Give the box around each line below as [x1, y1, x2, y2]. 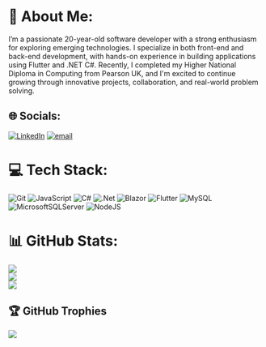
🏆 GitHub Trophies [8, 304, 108, 319]
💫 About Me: [8, 7, 94, 26]
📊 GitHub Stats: [8, 231, 119, 250]
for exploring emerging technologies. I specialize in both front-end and [8, 42, 244, 52]
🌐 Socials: [8, 109, 61, 123]
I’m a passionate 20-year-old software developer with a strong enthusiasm [8, 34, 257, 44]
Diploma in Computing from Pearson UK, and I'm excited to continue [8, 68, 236, 78]
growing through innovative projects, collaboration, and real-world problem [8, 77, 259, 87]
